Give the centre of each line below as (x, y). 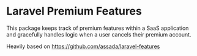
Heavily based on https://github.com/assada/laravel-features (83, 46)
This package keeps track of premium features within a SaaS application (98, 28)
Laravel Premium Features (74, 11)
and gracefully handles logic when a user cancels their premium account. (99, 34)
